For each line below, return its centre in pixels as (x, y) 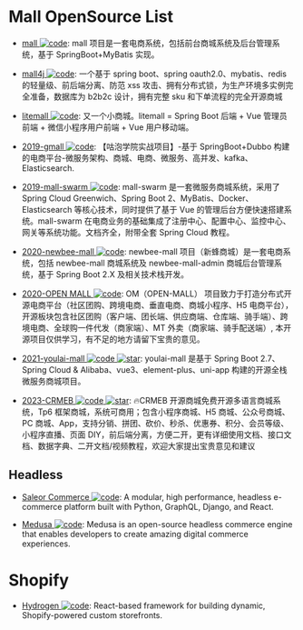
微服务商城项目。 (54, 381)
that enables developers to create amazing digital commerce (135, 534)
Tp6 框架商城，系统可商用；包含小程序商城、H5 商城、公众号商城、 (164, 412)
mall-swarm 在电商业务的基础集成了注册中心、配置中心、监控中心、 (164, 221)
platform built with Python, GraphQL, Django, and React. (169, 506)
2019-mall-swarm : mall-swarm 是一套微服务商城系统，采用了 (151, 186)
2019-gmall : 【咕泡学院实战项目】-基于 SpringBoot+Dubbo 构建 (156, 146)
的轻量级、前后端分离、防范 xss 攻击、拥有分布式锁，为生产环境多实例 (154, 85)
